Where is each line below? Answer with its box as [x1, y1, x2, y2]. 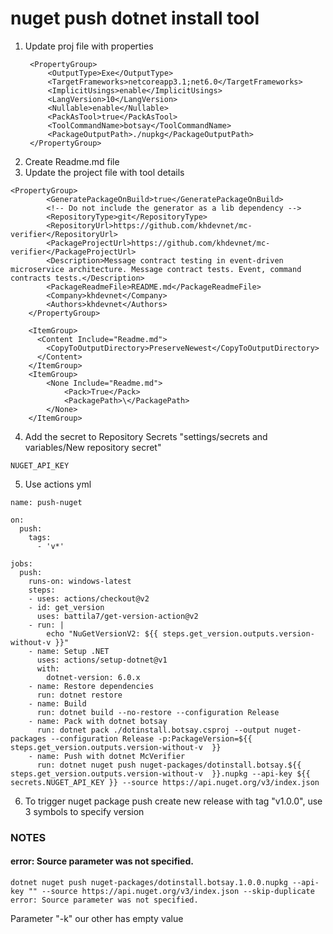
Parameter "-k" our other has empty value [10, 913, 184, 925]
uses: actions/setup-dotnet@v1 [36, 655, 168, 665]
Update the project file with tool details [24, 166, 185, 178]
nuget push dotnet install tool [10, 7, 260, 30]
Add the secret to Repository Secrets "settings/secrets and [24, 430, 268, 442]
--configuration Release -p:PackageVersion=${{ [50, 733, 253, 744]
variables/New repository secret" [24, 441, 162, 453]
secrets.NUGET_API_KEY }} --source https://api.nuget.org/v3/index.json [10, 777, 320, 787]
